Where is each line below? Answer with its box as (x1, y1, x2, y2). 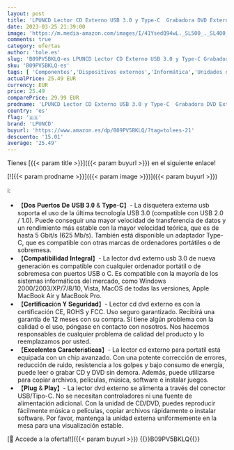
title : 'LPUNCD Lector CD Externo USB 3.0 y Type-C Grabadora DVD (7, 17, 208, 24)
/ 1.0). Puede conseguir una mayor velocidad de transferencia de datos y (17, 217, 226, 225)
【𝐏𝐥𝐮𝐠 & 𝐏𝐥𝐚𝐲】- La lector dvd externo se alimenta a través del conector (17, 384, 226, 392)
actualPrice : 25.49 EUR (7, 75, 77, 82)
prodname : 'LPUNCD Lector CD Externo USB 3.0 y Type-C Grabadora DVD (7, 101, 217, 108)
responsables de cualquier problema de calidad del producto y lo (17, 330, 205, 339)
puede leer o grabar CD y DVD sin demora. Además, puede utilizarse (17, 368, 215, 377)
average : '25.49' (7, 140, 58, 147)
